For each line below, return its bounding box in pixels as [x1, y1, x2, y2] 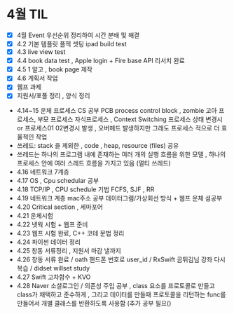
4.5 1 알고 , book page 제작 [16, 65, 92, 74]
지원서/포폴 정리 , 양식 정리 [16, 92, 90, 100]
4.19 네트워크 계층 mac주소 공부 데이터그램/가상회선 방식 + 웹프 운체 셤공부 [16, 194, 223, 203]
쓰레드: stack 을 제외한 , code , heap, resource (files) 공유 [16, 142, 179, 150]
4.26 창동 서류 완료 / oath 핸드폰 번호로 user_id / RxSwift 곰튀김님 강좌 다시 [16, 255, 226, 264]
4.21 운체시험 [16, 212, 54, 220]
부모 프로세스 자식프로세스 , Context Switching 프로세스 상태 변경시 [37, 115, 223, 123]
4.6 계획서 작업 [16, 74, 58, 83]
